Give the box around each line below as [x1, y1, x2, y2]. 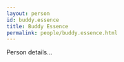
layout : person [6, 10, 50, 17]
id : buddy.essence [6, 17, 59, 23]
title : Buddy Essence [6, 23, 69, 30]
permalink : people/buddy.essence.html [6, 29, 118, 37]
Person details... [6, 48, 52, 56]
